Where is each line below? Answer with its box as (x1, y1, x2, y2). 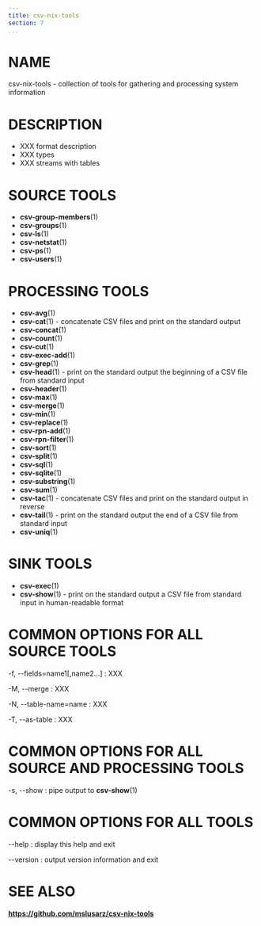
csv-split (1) (19, 452, 58, 461)
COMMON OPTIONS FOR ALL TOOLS (8, 814, 254, 832)
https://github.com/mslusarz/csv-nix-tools (8, 909, 154, 918)
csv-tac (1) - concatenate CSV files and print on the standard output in (19, 493, 249, 503)
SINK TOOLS (8, 555, 93, 573)
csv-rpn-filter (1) (19, 435, 74, 444)
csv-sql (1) (19, 460, 54, 470)
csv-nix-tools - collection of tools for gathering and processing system (8, 79, 239, 89)
